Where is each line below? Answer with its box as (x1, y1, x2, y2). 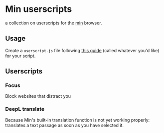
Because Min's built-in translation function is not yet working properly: (5, 117, 150, 123)
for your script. (5, 53, 36, 59)
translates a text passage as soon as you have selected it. (5, 122, 124, 128)
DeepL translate (5, 106, 45, 113)
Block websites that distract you (5, 93, 71, 99)
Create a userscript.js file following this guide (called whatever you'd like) (5, 47, 160, 53)
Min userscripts (5, 3, 72, 15)
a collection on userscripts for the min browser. (5, 20, 102, 26)
